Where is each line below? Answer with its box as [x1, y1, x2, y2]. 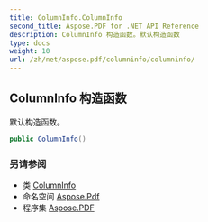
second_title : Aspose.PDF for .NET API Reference [9, 22, 200, 31]
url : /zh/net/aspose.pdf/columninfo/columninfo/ [9, 55, 195, 64]
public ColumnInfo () [9, 134, 87, 143]
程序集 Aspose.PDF [22, 202, 95, 213]
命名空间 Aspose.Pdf [22, 190, 100, 201]
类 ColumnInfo [22, 180, 77, 190]
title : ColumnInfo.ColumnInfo [9, 13, 123, 23]
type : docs [9, 38, 50, 48]
